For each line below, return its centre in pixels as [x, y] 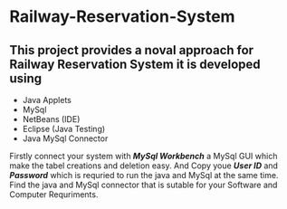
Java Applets [47, 100]
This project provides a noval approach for [132, 50]
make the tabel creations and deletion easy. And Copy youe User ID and [144, 166]
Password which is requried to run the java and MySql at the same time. [144, 175]
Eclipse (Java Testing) [64, 129]
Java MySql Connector [65, 138]
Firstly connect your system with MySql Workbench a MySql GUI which [143, 156]
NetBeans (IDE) [51, 119]
